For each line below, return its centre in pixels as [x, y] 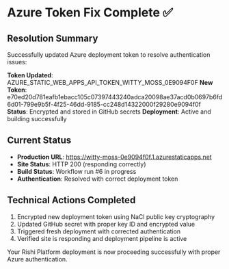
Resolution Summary [53, 38]
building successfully [37, 119]
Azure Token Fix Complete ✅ [90, 13]
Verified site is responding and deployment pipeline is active [102, 238]
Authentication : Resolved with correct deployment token [97, 179]
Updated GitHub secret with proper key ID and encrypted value [106, 224]
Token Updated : [30, 75]
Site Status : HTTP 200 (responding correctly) [81, 164]
